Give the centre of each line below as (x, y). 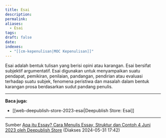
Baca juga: (16, 101)
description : (19, 14)
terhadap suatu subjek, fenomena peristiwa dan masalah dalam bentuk (77, 81)
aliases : (14, 24)
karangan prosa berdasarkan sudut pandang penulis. (59, 86)
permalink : (16, 19)
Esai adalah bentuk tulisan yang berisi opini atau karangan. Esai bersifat (78, 66)
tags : (11, 33)
